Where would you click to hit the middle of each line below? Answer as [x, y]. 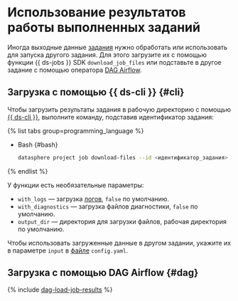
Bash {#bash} [38, 144]
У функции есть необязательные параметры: [76, 185]
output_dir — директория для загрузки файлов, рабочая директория [122, 221]
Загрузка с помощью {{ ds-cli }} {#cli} [96, 92]
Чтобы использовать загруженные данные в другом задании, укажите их [119, 243]
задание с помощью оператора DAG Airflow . [75, 70]
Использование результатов [97, 12]
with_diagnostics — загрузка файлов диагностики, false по [108, 206]
